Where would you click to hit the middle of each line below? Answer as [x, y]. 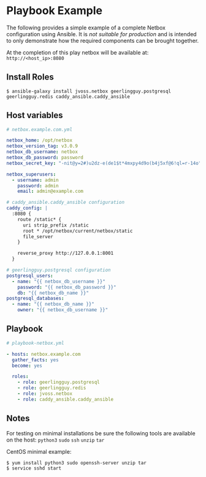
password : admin [38, 186]
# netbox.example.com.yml [39, 129]
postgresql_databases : [35, 299]
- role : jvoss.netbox [45, 394]
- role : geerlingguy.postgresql [59, 382]
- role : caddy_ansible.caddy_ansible [66, 399]
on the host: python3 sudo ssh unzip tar [55, 440]
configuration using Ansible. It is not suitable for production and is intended [102, 34]
